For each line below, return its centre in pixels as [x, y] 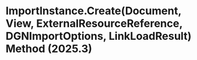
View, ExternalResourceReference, [94, 23]
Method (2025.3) [49, 49]
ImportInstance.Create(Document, [93, 11]
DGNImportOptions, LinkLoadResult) [99, 36]
